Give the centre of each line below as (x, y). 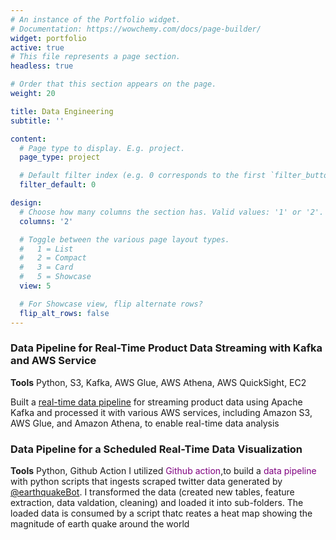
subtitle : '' (37, 121)
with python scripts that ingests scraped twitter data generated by (146, 482)
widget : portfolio (48, 38)
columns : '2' (46, 221)
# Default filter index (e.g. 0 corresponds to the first (143, 176)
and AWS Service (53, 361)
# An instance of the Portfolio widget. (96, 19)
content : (28, 139)
